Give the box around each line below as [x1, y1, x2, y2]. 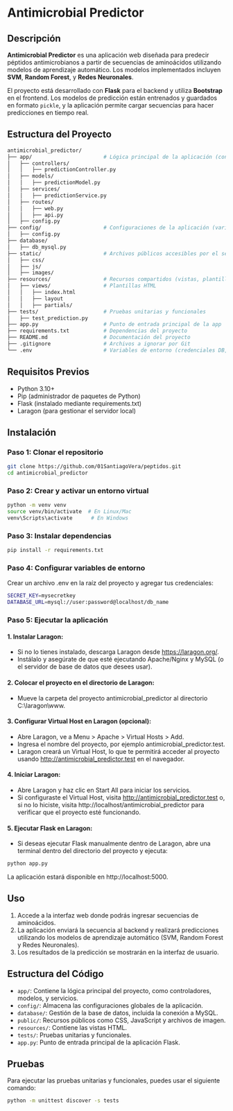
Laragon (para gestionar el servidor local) [17, 406, 137, 415]
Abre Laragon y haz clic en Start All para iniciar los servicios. [17, 786, 191, 794]
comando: [7, 1084, 36, 1092]
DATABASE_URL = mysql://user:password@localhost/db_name [7, 598, 169, 606]
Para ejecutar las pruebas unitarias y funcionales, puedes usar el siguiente [7, 1076, 221, 1085]
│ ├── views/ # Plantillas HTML [7, 282, 157, 289]
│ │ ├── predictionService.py [7, 192, 107, 199]
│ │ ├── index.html [7, 289, 76, 296]
